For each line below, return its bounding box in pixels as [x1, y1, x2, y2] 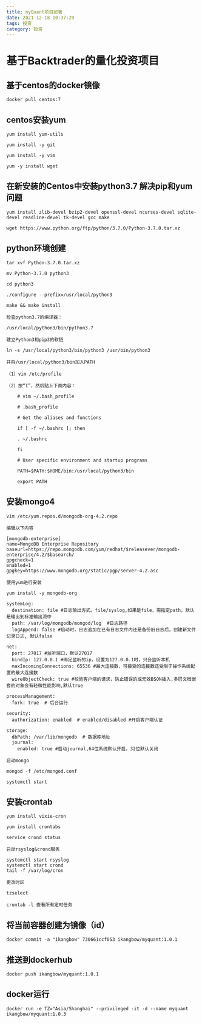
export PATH [17, 479, 47, 485]
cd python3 [6, 281, 34, 287]
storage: [6, 727, 29, 734]
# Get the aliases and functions [17, 415, 102, 421]
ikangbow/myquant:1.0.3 [6, 1011, 67, 1017]
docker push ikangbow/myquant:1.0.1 [6, 971, 99, 977]
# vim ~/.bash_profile [17, 393, 75, 399]
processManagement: [6, 693, 56, 699]
